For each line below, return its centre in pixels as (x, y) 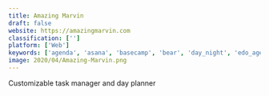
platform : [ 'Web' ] (39, 46)
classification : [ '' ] (44, 38)
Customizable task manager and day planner (82, 83)
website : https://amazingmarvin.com (69, 30)
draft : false (30, 23)
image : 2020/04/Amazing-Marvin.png (68, 61)
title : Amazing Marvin (46, 16)
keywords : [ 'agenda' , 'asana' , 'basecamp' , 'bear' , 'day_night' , (120, 53)
